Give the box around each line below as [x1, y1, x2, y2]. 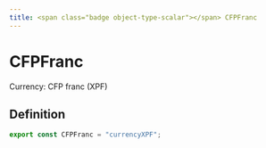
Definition [9, 106, 65, 121]
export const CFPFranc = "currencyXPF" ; [9, 130, 162, 139]
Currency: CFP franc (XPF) [9, 81, 108, 92]
